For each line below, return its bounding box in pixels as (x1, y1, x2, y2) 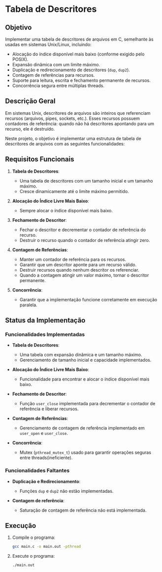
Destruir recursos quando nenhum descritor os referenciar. (19, 267, 139, 273)
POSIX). (12, 56, 29, 62)
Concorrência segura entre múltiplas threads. (12, 83, 105, 89)
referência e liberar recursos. (19, 406, 79, 412)
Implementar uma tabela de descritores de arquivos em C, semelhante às (5, 36, 154, 42)
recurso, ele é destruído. (5, 126, 55, 132)
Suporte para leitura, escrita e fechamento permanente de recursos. (12, 78, 151, 83)
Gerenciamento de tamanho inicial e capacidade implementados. (19, 357, 152, 363)
